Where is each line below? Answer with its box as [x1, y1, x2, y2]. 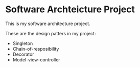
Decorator [12, 51, 34, 57]
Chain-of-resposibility [12, 46, 59, 52]
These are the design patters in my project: [5, 30, 96, 36]
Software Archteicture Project [5, 4, 135, 15]
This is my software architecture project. [5, 20, 90, 27]
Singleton [12, 40, 33, 47]
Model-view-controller [12, 56, 60, 62]
